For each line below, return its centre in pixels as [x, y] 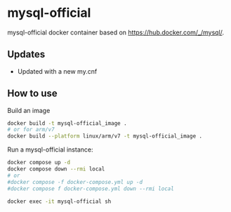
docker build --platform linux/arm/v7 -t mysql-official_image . [105, 136]
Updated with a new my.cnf [57, 71]
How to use [32, 94]
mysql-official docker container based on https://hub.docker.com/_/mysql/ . [116, 32]
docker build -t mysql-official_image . [67, 123]
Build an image [29, 110]
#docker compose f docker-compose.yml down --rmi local [91, 188]
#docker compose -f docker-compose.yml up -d [75, 182]
